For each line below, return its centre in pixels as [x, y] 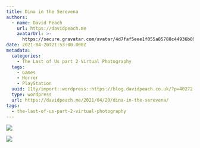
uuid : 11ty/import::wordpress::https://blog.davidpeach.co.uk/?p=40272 [102, 89]
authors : [17, 17]
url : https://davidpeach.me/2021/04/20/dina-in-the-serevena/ [90, 100]
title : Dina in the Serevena [42, 12]
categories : [26, 56]
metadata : [18, 51]
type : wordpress [32, 95]
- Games [26, 73]
